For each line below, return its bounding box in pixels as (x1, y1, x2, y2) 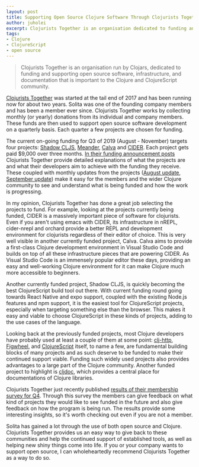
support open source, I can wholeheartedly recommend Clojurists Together (6, 447, 190, 455)
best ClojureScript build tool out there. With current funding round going (6, 287, 182, 294)
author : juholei (6, 20, 46, 26)
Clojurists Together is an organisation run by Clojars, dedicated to (20, 64, 181, 71)
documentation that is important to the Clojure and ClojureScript (20, 76, 178, 83)
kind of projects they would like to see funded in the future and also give (6, 398, 183, 405)
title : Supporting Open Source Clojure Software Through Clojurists (6, 14, 179, 20)
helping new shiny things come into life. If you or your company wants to (6, 441, 184, 449)
